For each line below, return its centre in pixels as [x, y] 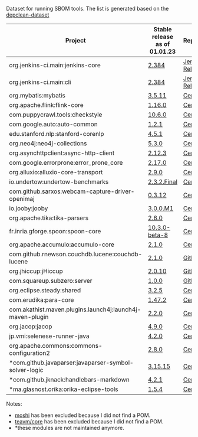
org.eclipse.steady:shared [45, 290]
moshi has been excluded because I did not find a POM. [82, 415]
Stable [162, 29]
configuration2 [29, 353]
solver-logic [26, 370]
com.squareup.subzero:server [51, 281]
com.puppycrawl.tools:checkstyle [56, 115]
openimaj [22, 199]
